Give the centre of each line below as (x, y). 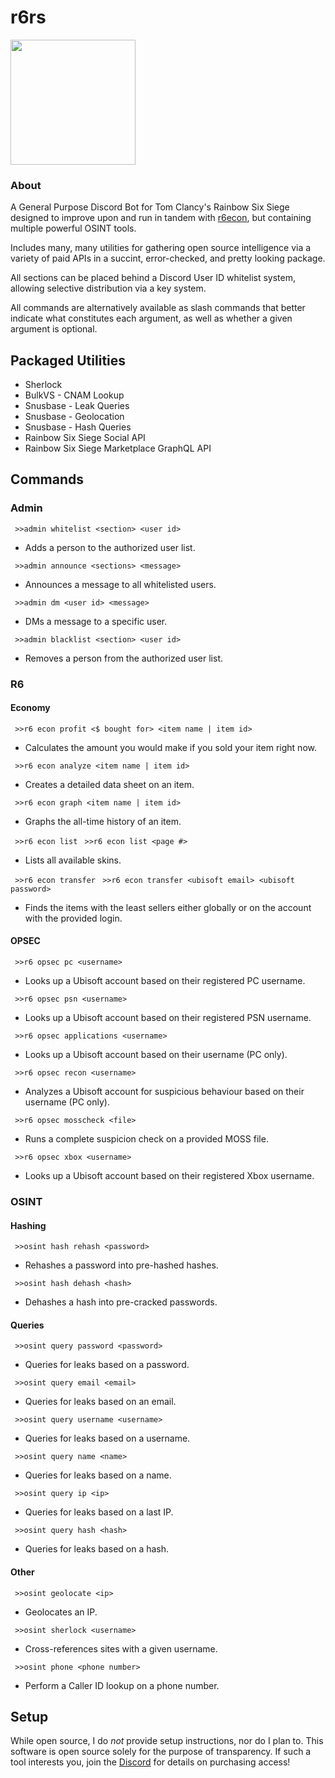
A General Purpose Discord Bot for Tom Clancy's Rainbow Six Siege (150, 207)
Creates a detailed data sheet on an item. (109, 784)
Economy (30, 708)
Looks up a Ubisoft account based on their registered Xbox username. (169, 1176)
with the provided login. (73, 918)
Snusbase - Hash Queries (78, 427)
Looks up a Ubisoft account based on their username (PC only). (156, 1055)
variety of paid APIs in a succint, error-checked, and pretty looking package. (168, 258)
